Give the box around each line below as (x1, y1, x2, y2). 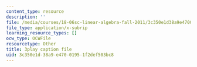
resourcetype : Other (6, 41, 57, 47)
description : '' (6, 14, 46, 20)
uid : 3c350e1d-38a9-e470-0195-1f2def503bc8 (6, 52, 114, 58)
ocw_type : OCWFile (6, 36, 51, 41)
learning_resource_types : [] (6, 30, 77, 36)
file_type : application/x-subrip (6, 24, 88, 31)
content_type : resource (6, 8, 64, 15)
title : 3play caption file (6, 47, 72, 52)
